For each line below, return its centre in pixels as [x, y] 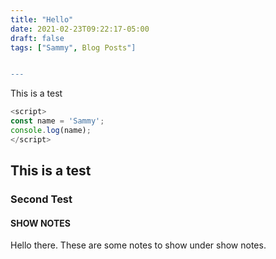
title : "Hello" [42, 19]
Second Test [41, 199]
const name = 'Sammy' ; [57, 121]
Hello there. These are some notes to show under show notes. [138, 245]
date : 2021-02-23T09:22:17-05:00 [80, 29]
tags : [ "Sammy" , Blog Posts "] [73, 47]
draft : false [37, 38]
